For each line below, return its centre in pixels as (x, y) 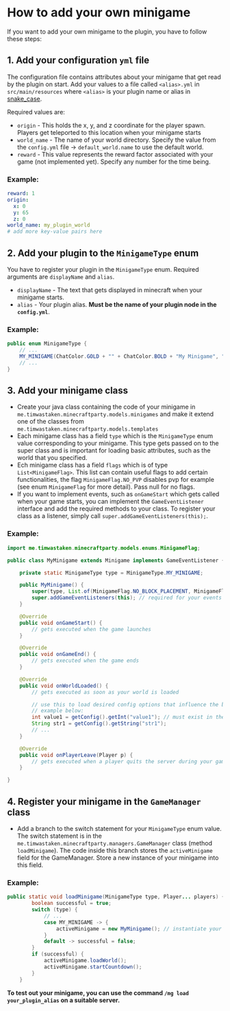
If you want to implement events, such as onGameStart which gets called (118, 494)
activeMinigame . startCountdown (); (93, 967)
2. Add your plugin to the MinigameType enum (103, 253)
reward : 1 (21, 194)
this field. (30, 865)
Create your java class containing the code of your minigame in (106, 407)
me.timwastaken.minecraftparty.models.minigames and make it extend (115, 414)
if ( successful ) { (58, 954)
